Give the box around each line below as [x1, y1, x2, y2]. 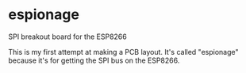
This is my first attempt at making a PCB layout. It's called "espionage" [8, 47, 240, 56]
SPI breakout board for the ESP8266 [8, 32, 127, 41]
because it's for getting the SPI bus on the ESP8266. [8, 56, 180, 65]
